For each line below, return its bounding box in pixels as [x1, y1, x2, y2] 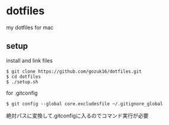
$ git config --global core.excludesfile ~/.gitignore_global [6, 101, 163, 107]
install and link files [6, 57, 53, 64]
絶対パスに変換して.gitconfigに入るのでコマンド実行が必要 [6, 112, 149, 119]
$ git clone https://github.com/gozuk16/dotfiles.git [6, 68, 142, 74]
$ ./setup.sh [6, 79, 39, 85]
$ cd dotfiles [6, 73, 42, 80]
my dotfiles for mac [6, 24, 54, 31]
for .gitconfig [6, 89, 38, 96]
